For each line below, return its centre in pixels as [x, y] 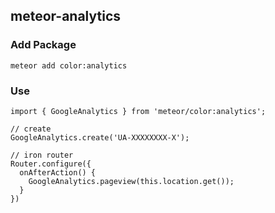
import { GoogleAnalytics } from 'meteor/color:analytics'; [138, 111]
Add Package [43, 45]
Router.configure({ [51, 164]
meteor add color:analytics [69, 65]
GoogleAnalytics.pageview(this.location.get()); [131, 181]
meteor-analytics [66, 16]
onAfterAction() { [58, 172]
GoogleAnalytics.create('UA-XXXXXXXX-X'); [100, 137]
